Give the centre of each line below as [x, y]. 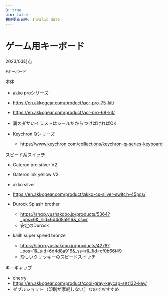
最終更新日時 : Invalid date [32, 19]
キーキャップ [18, 268]
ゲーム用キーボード [45, 46]
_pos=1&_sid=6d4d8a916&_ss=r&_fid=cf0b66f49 [71, 251]
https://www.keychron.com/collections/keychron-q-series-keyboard [91, 144]
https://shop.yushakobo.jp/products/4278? [65, 246]
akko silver [24, 185]
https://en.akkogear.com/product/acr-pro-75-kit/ [64, 103]
